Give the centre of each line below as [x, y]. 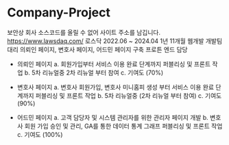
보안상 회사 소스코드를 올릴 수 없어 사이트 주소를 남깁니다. [84, 32]
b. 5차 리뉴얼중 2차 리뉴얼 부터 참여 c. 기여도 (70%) [94, 72]
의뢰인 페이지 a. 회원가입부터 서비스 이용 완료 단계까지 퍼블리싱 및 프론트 [114, 64]
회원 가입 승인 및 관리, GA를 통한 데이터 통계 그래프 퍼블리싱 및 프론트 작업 [123, 126]
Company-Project [59, 13]
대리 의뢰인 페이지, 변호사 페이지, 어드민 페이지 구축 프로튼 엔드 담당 [97, 49]
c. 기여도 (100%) [40, 134]
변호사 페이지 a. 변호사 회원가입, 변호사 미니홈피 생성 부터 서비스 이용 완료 [116, 87]
